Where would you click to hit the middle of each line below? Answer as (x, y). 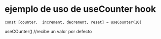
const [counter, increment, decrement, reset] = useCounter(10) (73, 22)
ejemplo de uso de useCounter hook (80, 9)
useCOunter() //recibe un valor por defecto (48, 31)
